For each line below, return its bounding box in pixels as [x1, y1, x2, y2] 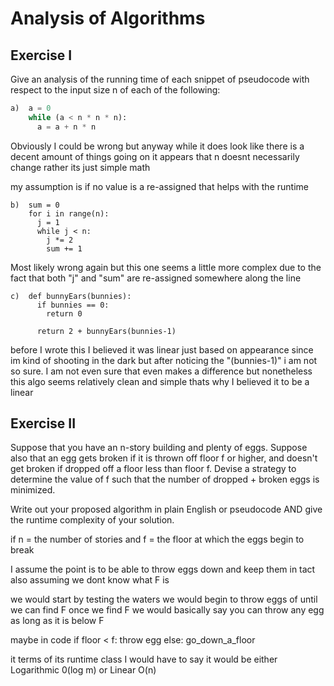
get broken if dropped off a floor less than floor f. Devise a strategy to [10, 463, 297, 475]
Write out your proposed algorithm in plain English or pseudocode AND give [10, 503, 323, 516]
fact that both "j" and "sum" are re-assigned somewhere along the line [10, 272, 302, 284]
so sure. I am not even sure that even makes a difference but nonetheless [10, 365, 313, 377]
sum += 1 [46, 243, 83, 254]
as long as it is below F [10, 615, 105, 627]
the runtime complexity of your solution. [10, 514, 175, 526]
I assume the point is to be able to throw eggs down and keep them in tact [10, 563, 316, 576]
